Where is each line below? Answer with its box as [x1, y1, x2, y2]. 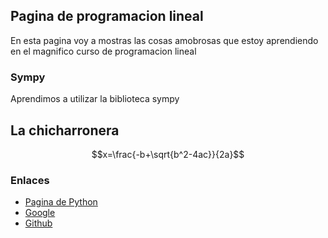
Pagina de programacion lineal [10, 8, 204, 25]
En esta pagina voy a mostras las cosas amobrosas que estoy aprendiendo [10, 34, 319, 46]
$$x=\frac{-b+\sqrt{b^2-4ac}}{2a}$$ [91, 148, 245, 160]
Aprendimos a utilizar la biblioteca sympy [10, 93, 180, 105]
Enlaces [10, 173, 50, 187]
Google [24, 207, 56, 219]
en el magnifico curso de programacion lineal [10, 45, 197, 57]
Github [24, 217, 53, 229]
